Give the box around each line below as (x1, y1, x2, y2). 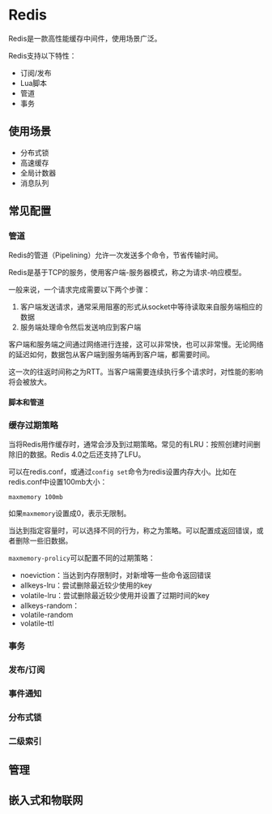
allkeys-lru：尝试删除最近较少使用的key (19, 580, 152, 590)
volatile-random (19, 610, 74, 620)
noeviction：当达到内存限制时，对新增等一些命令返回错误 (19, 571, 212, 580)
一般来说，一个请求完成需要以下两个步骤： (8, 285, 151, 295)
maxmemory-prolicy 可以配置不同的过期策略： (8, 553, 155, 563)
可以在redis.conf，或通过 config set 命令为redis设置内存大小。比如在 (8, 467, 237, 476)
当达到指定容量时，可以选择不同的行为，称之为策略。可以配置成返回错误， (8, 526, 257, 536)
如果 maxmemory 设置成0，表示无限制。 (8, 509, 131, 519)
